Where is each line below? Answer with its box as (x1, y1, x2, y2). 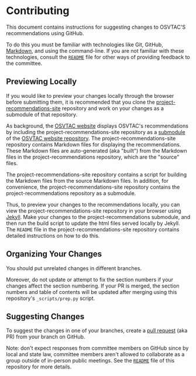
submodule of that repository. (6, 111, 78, 118)
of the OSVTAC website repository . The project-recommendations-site (6, 135, 176, 142)
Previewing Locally (6, 77, 77, 87)
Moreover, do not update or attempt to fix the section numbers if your (6, 276, 174, 283)
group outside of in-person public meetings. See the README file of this (6, 357, 175, 364)
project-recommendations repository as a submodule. (6, 189, 136, 197)
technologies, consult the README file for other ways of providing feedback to (6, 53, 190, 60)
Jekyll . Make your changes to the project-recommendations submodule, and (6, 213, 191, 220)
